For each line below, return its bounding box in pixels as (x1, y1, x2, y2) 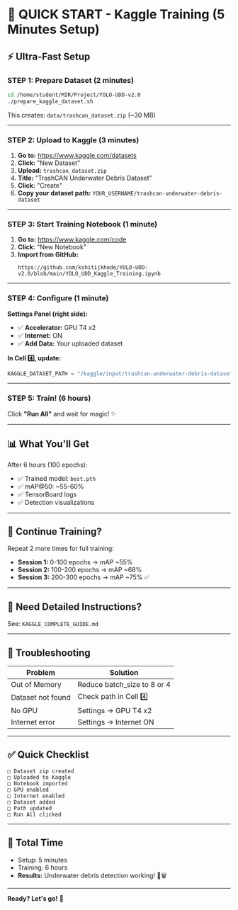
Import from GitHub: (17, 251, 79, 259)
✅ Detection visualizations (17, 498, 95, 506)
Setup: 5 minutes (17, 855, 67, 864)
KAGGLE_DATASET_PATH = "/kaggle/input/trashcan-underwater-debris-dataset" (7, 370, 236, 377)
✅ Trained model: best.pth (17, 474, 96, 482)
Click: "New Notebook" (17, 243, 87, 251)
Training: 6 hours (17, 863, 68, 872)
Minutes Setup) (7, 21, 101, 38)
